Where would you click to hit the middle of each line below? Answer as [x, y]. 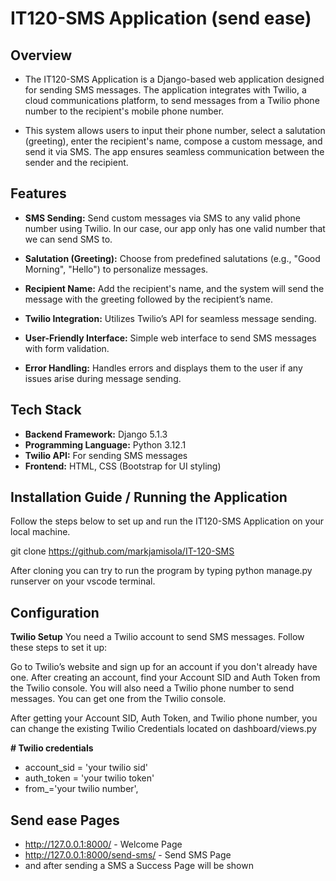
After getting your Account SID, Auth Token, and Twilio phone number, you [164, 718]
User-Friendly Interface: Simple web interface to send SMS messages [170, 338]
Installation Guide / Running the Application [149, 497]
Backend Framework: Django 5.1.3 [96, 434]
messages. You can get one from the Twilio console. [118, 699]
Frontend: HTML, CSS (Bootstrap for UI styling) [123, 466]
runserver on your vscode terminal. [83, 581]
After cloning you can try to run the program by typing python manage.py [161, 571]
